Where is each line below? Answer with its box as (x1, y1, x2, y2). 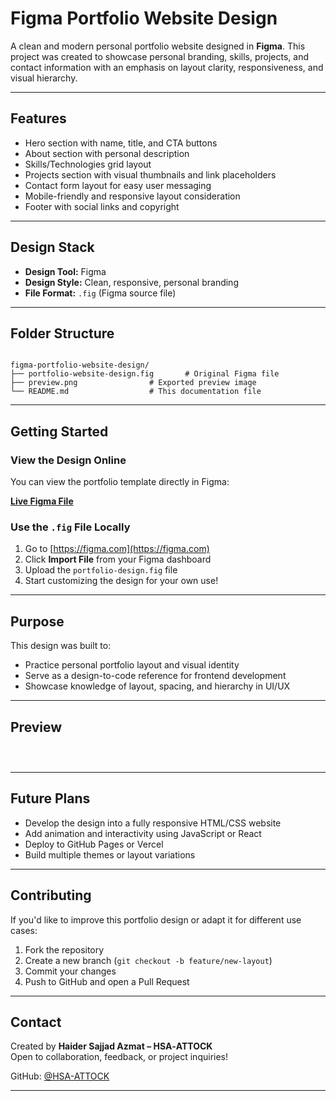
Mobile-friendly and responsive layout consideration (24, 190, 241, 202)
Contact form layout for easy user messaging (24, 179, 212, 191)
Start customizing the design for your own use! (24, 575, 219, 587)
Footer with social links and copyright (24, 200, 180, 212)
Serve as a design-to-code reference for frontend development (24, 670, 287, 682)
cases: (10, 924, 38, 936)
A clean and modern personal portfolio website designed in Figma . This (10, 40, 306, 52)
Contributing (10, 887, 92, 904)
